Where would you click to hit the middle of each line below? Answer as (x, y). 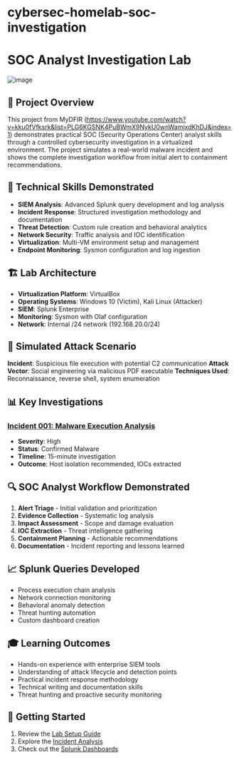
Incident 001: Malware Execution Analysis (81, 426)
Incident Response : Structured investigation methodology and (109, 212)
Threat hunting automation (57, 613)
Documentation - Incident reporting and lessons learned (101, 546)
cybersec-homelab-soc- (82, 12)
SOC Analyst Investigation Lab (100, 60)
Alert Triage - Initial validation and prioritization (87, 508)
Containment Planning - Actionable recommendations (97, 538)
